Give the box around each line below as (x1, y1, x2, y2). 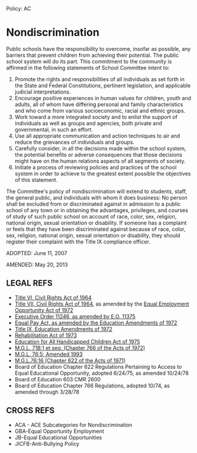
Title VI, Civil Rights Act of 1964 (14, 294, 92, 301)
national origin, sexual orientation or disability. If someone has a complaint (6, 219, 187, 226)
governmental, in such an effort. (14, 126, 93, 133)
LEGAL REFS (6, 278, 53, 288)
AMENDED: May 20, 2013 (6, 261, 68, 268)
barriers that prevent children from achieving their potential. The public (6, 52, 179, 59)
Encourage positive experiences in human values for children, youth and (14, 94, 191, 101)
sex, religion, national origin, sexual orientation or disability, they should (6, 232, 180, 239)
